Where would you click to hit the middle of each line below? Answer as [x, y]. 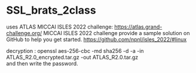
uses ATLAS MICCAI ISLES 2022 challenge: [60, 27]
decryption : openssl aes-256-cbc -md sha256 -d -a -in [75, 50]
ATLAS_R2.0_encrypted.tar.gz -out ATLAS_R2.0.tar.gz [72, 57]
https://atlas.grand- [138, 27]
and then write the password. [42, 64]
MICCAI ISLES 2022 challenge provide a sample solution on [117, 33]
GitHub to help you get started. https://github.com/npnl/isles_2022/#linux [97, 39]
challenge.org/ [24, 33]
